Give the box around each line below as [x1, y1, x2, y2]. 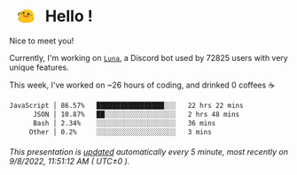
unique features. [9, 62, 69, 72]
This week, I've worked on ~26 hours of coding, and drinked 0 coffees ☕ [9, 80, 276, 90]
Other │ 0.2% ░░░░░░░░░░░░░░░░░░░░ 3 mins [28, 128, 213, 137]
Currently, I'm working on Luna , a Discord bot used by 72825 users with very [9, 53, 288, 64]
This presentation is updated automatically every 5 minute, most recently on [9, 146, 288, 156]
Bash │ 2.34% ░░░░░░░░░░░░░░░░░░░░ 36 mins [32, 119, 216, 128]
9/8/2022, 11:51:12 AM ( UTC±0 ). [9, 156, 130, 166]
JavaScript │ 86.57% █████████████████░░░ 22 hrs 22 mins [9, 102, 244, 110]
